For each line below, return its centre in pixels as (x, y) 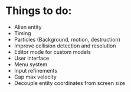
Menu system (31, 64)
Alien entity (28, 27)
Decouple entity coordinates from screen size (69, 83)
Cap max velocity (35, 77)
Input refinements (35, 70)
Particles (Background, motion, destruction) (67, 39)
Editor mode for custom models (52, 52)
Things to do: (39, 11)
